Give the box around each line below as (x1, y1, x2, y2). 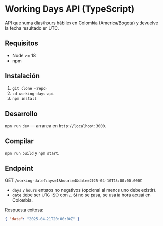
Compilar (5, 137, 34, 145)
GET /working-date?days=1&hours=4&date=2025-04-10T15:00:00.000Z (5, 177, 142, 183)
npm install (12, 96, 37, 101)
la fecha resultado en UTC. (5, 25, 59, 31)
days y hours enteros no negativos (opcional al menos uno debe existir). (12, 187, 157, 193)
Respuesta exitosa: (5, 207, 44, 213)
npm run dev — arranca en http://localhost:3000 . (5, 123, 107, 129)
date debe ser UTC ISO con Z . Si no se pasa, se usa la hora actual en (12, 192, 151, 198)
